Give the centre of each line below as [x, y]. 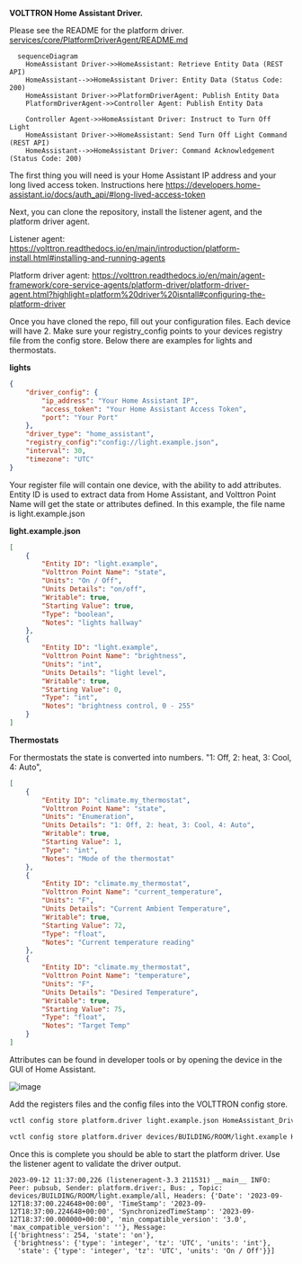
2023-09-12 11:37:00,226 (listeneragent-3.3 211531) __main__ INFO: [140, 1180]
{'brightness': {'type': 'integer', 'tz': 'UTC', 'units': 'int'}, [142, 1243]
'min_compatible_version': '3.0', [182, 1219]
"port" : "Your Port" [80, 417]
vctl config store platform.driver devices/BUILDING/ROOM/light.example [148, 1136]
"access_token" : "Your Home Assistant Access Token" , [144, 409]
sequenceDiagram [48, 57]
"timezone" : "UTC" [60, 459]
